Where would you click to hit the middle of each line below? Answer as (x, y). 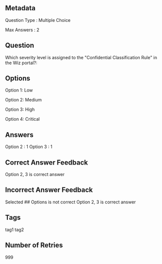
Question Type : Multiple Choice (38, 20)
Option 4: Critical (23, 119)
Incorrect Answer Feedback (49, 190)
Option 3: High (20, 109)
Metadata (20, 8)
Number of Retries (34, 245)
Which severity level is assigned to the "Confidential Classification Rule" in (81, 57)
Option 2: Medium (24, 100)
